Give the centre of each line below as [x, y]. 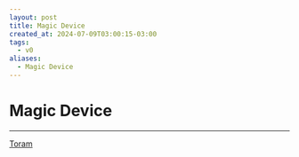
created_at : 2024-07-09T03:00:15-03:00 [83, 34]
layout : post [33, 17]
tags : [19, 42]
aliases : [25, 59]
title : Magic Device [48, 26]
